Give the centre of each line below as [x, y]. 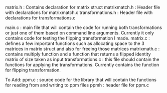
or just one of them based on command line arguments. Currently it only [80, 33]
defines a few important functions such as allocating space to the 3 [75, 43]
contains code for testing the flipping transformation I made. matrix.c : [78, 38]
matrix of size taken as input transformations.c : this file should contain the [82, 59]
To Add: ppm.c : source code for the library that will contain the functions [81, 80]
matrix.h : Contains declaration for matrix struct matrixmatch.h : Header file [83, 7]
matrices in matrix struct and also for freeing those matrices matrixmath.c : [82, 49]
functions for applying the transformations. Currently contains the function [82, 65]
